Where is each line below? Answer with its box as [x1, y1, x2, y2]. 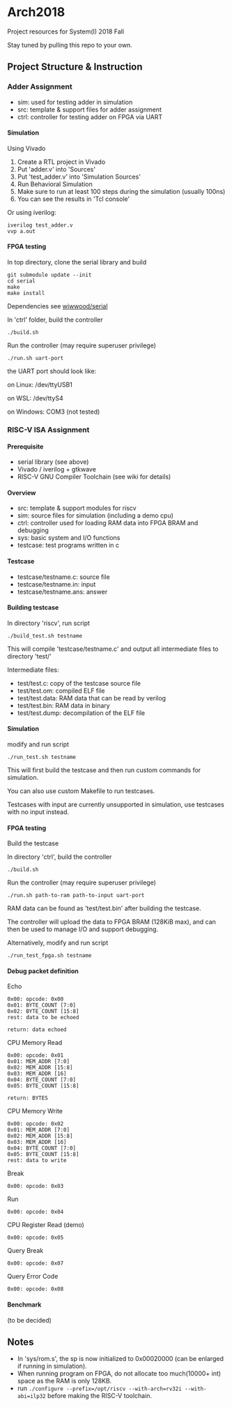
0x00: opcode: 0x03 [7, 1183, 64, 1190]
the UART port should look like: [7, 367, 97, 375]
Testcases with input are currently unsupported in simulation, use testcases [7, 800, 224, 808]
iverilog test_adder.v [7, 221, 73, 229]
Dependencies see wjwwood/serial [7, 302, 108, 310]
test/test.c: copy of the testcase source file [17, 679, 141, 687]
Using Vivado [7, 144, 46, 152]
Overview [7, 488, 36, 497]
